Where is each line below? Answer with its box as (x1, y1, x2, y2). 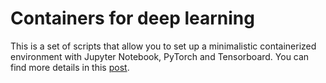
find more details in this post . (10, 61, 130, 73)
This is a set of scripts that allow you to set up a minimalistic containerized (10, 40, 317, 52)
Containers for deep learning (10, 7, 255, 30)
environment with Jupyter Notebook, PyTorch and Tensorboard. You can (10, 50, 310, 62)
